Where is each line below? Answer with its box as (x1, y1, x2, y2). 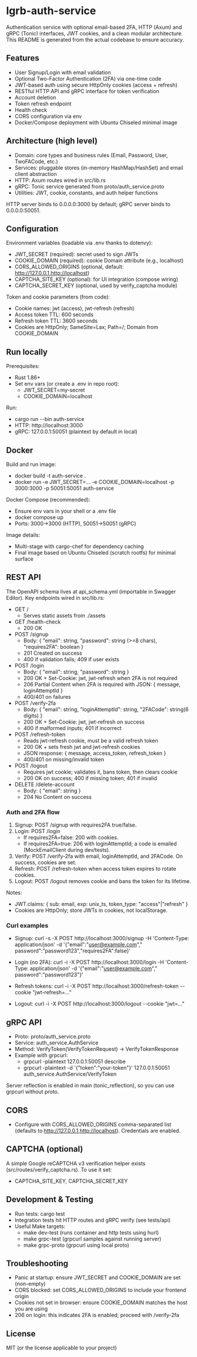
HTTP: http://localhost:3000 (14, 422, 84, 429)
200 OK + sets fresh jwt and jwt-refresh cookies (23, 743, 141, 750)
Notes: (6, 889, 22, 896)
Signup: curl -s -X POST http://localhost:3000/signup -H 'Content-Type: (14, 935, 189, 942)
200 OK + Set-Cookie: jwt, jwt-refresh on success (23, 718, 145, 725)
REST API (6, 572, 41, 582)
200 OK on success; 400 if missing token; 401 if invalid (23, 774, 158, 781)
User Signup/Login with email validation (14, 69, 111, 76)
